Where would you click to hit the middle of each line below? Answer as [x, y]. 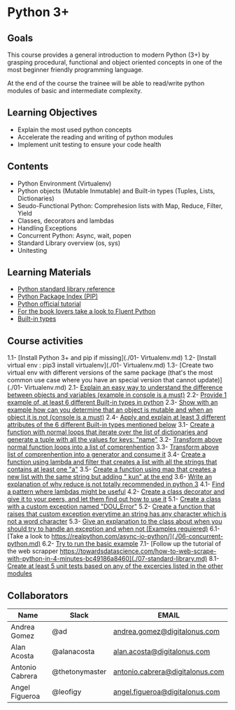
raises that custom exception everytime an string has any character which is [117, 514]
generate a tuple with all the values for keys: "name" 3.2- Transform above [115, 440]
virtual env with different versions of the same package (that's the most [110, 373]
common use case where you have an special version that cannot [102, 380]
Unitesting [32, 250]
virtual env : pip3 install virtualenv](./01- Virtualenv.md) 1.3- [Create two [111, 366]
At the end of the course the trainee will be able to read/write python [106, 83]
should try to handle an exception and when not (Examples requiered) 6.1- [114, 529]
